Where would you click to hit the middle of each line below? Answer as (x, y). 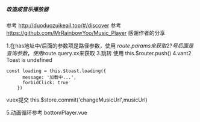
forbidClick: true (45, 82)
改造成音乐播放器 (27, 9)
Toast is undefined (29, 59)
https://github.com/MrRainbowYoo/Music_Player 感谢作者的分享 (86, 32)
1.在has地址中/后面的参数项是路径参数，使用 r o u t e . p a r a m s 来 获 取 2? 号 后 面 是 (100, 46)
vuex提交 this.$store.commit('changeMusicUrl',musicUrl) (77, 100)
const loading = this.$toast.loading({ (56, 71)
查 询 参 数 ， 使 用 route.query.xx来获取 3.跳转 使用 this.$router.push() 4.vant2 (99, 53)
